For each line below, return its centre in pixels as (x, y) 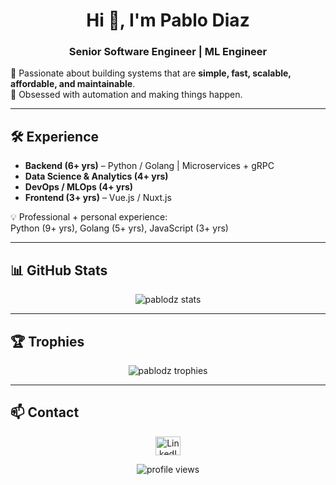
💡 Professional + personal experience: (89, 217)
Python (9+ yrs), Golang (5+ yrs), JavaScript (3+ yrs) (119, 228)
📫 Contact (45, 412)
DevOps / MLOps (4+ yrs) (79, 187)
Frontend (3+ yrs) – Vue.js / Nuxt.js (98, 198)
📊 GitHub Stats (59, 270)
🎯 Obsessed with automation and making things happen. (126, 95)
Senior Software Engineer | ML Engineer (168, 52)
